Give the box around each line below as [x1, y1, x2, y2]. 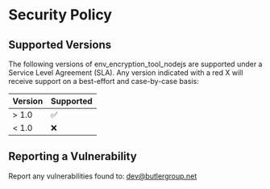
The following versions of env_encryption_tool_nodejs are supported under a [8, 59, 263, 69]
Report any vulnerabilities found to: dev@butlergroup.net [8, 171, 197, 181]
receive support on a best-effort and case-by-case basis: [8, 77, 199, 86]
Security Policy [8, 6, 113, 24]
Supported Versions [8, 38, 111, 52]
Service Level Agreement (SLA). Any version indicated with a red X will [8, 68, 243, 78]
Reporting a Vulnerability [8, 149, 137, 163]
